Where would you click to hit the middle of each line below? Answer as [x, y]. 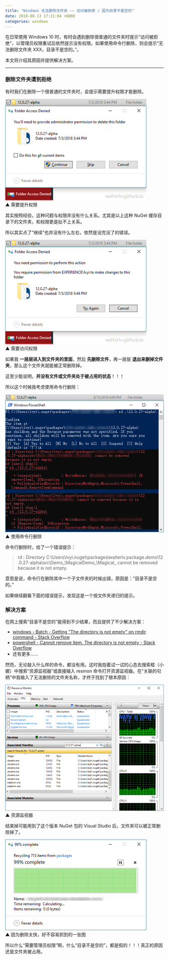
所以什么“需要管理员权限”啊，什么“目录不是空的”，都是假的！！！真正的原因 [84, 945]
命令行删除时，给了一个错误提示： [40, 547]
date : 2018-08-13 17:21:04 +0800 [40, 16]
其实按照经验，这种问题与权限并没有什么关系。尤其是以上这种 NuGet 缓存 [81, 215]
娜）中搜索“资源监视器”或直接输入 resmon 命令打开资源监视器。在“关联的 [81, 671]
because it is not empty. [43, 568]
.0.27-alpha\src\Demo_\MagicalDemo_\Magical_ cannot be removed [88, 562]
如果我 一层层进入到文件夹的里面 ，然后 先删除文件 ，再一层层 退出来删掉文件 [84, 359]
